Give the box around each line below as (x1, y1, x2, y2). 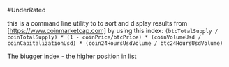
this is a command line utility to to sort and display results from (7, 19, 188, 27)
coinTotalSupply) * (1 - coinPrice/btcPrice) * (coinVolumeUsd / (7, 34, 201, 41)
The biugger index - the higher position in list (7, 52, 137, 60)
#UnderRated (7, 6, 46, 14)
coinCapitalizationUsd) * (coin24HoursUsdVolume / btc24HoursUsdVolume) (7, 40, 223, 47)
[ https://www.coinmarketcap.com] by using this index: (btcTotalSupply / (7, 27, 219, 35)
